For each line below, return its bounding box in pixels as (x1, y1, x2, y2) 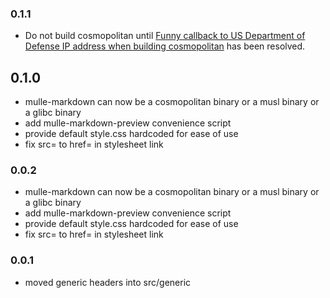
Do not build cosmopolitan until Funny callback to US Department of (24, 30, 306, 42)
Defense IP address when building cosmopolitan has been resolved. (24, 40, 306, 52)
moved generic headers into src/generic (24, 276, 192, 288)
